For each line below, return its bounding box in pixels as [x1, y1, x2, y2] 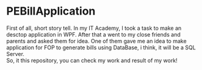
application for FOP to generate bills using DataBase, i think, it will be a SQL [6, 44, 197, 51]
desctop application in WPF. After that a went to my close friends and [6, 30, 181, 38]
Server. [6, 50, 24, 57]
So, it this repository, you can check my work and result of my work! [6, 57, 178, 64]
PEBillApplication [6, 4, 96, 18]
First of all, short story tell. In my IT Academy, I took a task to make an [6, 24, 182, 32]
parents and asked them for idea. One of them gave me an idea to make [6, 37, 187, 44]
